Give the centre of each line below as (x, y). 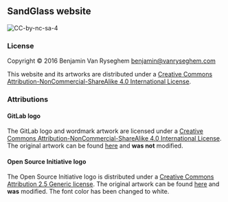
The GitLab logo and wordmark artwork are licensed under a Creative (105, 131)
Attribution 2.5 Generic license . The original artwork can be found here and (113, 184)
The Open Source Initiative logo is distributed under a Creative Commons (111, 177)
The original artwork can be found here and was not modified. (95, 146)
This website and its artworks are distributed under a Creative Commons (110, 74)
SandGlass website (49, 11)
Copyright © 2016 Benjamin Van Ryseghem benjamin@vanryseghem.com (112, 61)
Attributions (28, 99)
